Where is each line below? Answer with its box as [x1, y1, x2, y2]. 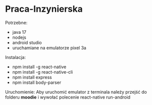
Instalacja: [5, 54, 26, 60]
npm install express [12, 74, 52, 80]
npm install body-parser [12, 79, 62, 85]
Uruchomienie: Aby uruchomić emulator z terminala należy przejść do [5, 89, 147, 95]
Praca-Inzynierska [5, 3, 83, 15]
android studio [12, 39, 42, 45]
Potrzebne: [5, 20, 28, 26]
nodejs [12, 34, 26, 40]
